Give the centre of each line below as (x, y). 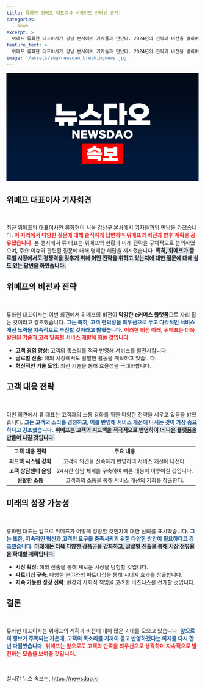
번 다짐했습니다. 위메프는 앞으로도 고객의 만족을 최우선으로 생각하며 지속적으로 (99, 646)
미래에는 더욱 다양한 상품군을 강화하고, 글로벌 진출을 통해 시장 (106, 546)
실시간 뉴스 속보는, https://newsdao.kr (53, 679)
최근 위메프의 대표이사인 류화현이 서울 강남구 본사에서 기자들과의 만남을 (91, 228)
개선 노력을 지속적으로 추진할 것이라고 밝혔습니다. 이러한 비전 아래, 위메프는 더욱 (101, 329)
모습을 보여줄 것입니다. (49, 654)
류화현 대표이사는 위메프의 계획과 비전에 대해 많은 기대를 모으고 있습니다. (92, 631)
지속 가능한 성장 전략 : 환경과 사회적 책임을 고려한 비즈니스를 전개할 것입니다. (105, 582)
